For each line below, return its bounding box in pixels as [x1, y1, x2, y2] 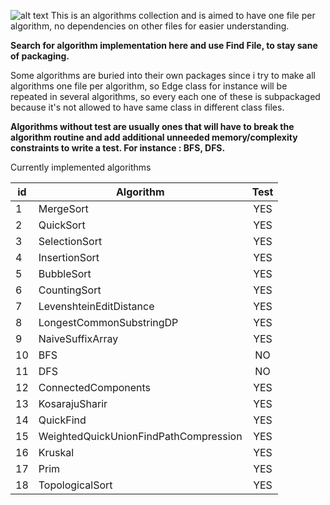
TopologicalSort [38, 478, 113, 492]
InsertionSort [38, 251, 100, 264]
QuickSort [38, 218, 86, 232]
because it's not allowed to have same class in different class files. [10, 101, 285, 113]
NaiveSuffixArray [38, 332, 119, 345]
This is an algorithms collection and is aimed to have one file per [50, 10, 316, 21]
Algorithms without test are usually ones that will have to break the [10, 121, 295, 132]
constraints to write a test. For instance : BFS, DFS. [10, 142, 226, 154]
